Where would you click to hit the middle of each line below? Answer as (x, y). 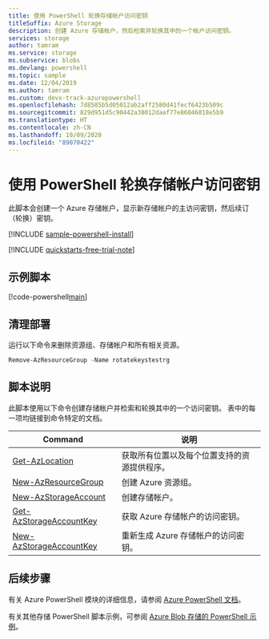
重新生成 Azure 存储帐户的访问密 (183, 536)
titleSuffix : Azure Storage (55, 23)
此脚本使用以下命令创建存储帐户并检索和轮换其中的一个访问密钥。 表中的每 (132, 408)
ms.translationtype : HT (48, 120)
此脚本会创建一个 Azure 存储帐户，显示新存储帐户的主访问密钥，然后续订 (129, 208)
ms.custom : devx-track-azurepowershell (75, 98)
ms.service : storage (43, 53)
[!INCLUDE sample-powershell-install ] (71, 234)
